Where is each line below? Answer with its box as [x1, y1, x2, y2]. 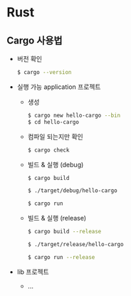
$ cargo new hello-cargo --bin [27, 112, 121, 119]
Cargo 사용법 [6, 34, 63, 46]
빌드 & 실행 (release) [27, 214, 87, 223]
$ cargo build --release [27, 228, 102, 236]
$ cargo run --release [27, 253, 95, 260]
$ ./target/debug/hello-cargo [27, 187, 118, 194]
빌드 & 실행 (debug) [27, 160, 84, 169]
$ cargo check [27, 147, 70, 154]
